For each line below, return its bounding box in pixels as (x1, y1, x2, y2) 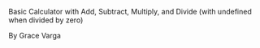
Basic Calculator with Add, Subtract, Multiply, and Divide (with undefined (8, 7, 252, 16)
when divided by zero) (8, 15, 84, 25)
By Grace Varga (8, 31, 61, 40)
